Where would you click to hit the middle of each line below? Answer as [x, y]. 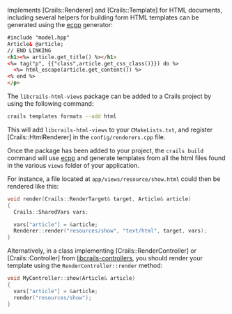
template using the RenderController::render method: [85, 266]
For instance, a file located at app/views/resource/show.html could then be [114, 179]
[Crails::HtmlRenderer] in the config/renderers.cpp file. [86, 137]
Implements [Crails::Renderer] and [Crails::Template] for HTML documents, [115, 10]
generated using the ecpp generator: [60, 25]
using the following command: [51, 103]
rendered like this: [33, 186]
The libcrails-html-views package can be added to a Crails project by [109, 96]
